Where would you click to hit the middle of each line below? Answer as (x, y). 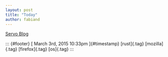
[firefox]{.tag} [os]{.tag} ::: (46, 49)
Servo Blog (17, 34)
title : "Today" (22, 15)
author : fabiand (23, 19)
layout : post (19, 10)
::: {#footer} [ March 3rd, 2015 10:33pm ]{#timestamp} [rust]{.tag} (75, 44)
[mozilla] (154, 44)
